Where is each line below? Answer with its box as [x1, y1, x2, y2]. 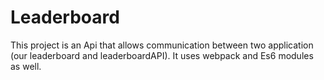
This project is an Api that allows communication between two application [10, 39, 314, 51]
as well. [10, 60, 42, 72]
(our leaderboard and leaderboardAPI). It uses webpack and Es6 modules [10, 49, 314, 61]
